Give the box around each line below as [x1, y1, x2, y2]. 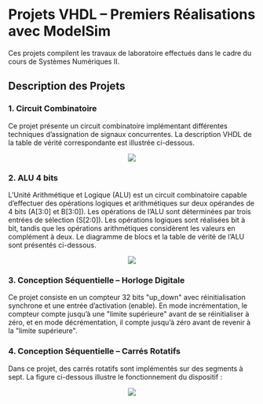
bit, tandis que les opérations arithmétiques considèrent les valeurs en [8, 223, 236, 233]
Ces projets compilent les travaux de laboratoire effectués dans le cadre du [8, 48, 252, 57]
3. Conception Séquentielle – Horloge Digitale [8, 274, 185, 285]
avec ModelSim [8, 22, 111, 40]
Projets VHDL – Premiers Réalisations [8, 6, 256, 24]
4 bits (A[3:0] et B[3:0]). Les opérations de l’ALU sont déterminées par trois [8, 206, 251, 216]
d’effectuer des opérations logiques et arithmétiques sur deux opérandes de [8, 198, 255, 208]
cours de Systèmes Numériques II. [8, 57, 120, 66]
